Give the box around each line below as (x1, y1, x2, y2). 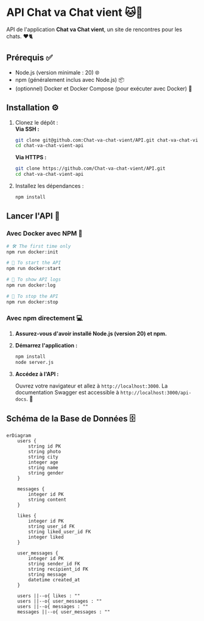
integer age (28, 459, 59, 466)
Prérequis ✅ (6, 53, 53, 63)
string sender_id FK (28, 561, 80, 567)
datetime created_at (28, 577, 80, 583)
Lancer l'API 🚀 (6, 211, 60, 222)
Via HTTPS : (15, 154, 47, 161)
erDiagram (6, 433, 32, 439)
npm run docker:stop (6, 299, 59, 305)
